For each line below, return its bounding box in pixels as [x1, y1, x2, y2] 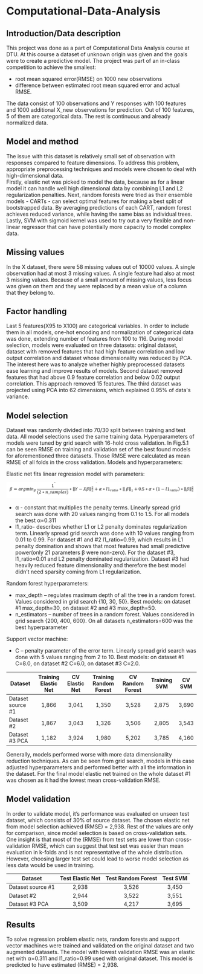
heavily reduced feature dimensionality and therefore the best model [14, 562, 186, 569]
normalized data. [6, 119, 48, 126]
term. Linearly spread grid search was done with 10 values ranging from [14, 530, 195, 537]
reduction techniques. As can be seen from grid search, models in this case [6, 757, 195, 764]
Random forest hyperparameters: [6, 580, 89, 587]
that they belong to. [6, 289, 55, 296]
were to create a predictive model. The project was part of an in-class [6, 57, 180, 64]
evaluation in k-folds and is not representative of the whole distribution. [6, 848, 184, 856]
